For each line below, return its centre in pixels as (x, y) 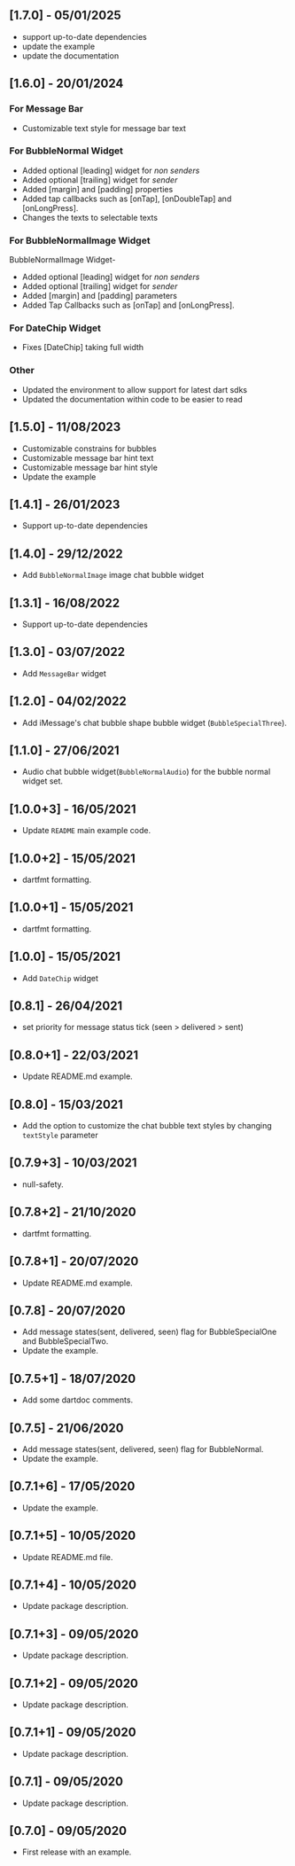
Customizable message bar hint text (88, 457)
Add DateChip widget (60, 978)
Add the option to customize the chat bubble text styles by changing (147, 1126)
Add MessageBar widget (64, 673)
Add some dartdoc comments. (78, 1400)
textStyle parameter (60, 1136)
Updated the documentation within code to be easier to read (132, 399)
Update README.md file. (67, 1557)
